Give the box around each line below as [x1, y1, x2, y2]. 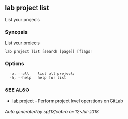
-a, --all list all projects [9, 71, 75, 76]
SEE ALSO [5, 87, 30, 93]
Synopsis [5, 29, 28, 35]
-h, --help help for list [9, 75, 67, 80]
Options [5, 60, 24, 67]
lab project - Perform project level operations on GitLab [12, 98, 123, 104]
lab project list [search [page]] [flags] [5, 49, 92, 54]
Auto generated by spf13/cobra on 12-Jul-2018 [5, 109, 99, 115]
